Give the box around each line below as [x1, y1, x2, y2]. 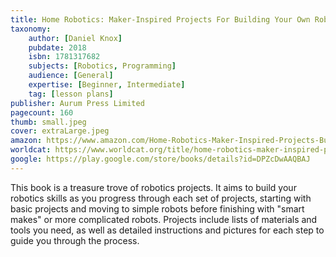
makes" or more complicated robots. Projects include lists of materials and [10, 213, 318, 225]
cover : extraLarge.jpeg [10, 126, 110, 136]
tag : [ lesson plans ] [28, 89, 114, 99]
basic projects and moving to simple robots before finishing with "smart [10, 202, 305, 215]
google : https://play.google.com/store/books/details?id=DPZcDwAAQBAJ [10, 154, 311, 164]
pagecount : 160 [10, 107, 74, 118]
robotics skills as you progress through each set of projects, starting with [10, 192, 312, 204]
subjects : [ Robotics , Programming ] [28, 61, 177, 71]
